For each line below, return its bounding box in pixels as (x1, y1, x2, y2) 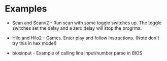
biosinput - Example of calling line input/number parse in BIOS (12, 50, 143, 56)
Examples (5, 3, 47, 15)
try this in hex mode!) (12, 40, 57, 46)
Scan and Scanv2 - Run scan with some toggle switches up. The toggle (12, 20, 162, 26)
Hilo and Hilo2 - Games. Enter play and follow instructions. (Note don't (12, 35, 159, 41)
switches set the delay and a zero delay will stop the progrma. (12, 25, 142, 31)
